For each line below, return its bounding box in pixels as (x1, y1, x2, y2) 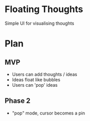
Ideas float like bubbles (12, 77, 61, 83)
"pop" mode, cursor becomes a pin (12, 110, 85, 116)
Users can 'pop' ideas (12, 82, 58, 88)
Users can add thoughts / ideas (12, 71, 77, 77)
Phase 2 (5, 97, 31, 105)
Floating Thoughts (5, 4, 83, 15)
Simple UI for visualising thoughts (5, 20, 74, 26)
